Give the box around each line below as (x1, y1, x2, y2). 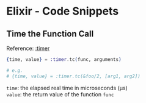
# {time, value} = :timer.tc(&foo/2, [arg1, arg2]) (6, 73, 141, 79)
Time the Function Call (6, 29, 94, 39)
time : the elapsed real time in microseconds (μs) (6, 84, 128, 91)
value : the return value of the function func (6, 90, 114, 98)
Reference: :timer (6, 44, 50, 52)
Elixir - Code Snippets (6, 4, 119, 18)
